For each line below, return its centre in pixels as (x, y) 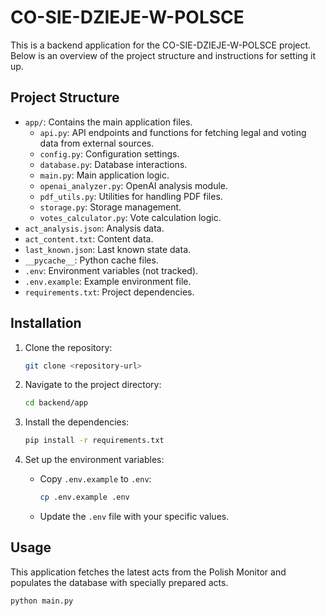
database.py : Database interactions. (113, 164)
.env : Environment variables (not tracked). (111, 270)
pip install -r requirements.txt (94, 441)
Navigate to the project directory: (93, 385)
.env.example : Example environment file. (108, 281)
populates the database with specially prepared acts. (119, 582)
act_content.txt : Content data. (89, 238)
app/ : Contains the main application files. (108, 122)
